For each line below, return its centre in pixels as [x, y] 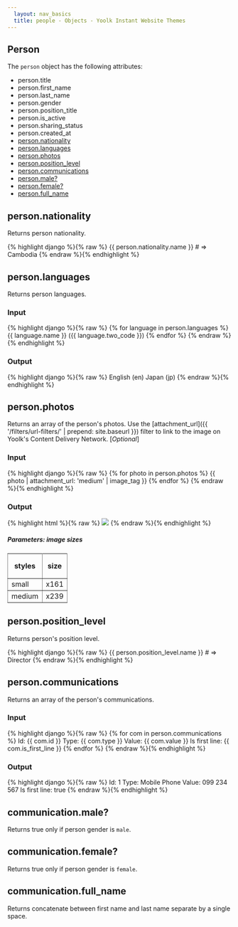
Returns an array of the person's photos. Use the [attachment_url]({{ [108, 424]
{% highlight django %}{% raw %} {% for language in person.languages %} [118, 328]
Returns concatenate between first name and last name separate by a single [119, 909]
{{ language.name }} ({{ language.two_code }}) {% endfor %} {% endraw [114, 336]
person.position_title [47, 110]
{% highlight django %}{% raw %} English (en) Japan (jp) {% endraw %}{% [118, 377]
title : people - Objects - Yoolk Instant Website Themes [100, 21]
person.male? [38, 179]
